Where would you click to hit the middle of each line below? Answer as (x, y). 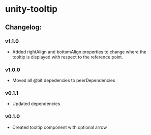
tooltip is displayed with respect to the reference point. (68, 57)
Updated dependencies (36, 104)
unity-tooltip (31, 9)
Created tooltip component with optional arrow (60, 127)
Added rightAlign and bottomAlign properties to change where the (79, 52)
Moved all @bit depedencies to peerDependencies (64, 81)
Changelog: (23, 27)
